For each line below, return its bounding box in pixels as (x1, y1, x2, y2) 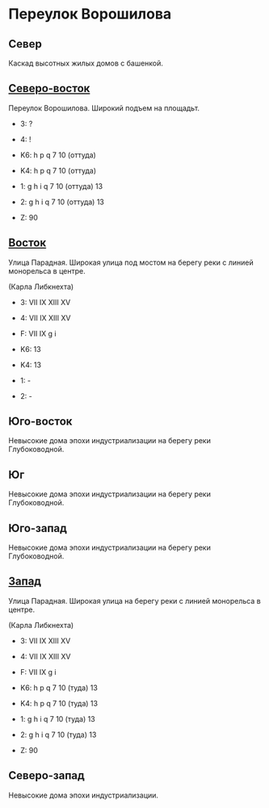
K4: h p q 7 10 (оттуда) (19, 165, 97, 175)
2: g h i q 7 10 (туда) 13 (19, 730, 97, 739)
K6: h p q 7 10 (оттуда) (19, 150, 97, 160)
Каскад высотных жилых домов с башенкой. (8, 58, 164, 68)
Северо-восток (8, 82, 90, 95)
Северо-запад (8, 768, 85, 783)
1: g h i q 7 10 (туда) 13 (19, 714, 95, 723)
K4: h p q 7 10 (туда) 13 (19, 698, 99, 708)
